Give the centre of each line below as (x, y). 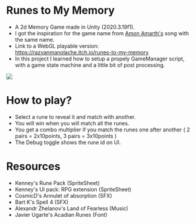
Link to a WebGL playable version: (57, 46)
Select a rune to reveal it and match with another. (75, 116)
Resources (33, 166)
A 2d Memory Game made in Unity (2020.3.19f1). (75, 27)
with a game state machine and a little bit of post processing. (90, 65)
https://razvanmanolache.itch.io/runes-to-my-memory (82, 52)
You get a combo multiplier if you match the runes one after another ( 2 (102, 130)
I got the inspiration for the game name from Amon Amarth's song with (102, 33)
